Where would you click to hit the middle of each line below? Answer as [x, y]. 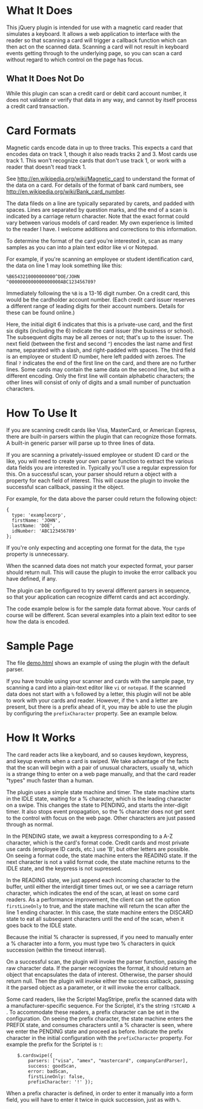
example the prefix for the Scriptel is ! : [55, 1044]
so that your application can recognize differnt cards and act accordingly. [98, 597]
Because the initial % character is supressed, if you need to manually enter [100, 937]
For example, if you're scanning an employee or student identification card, [100, 259]
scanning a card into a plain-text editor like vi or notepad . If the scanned [96, 687]
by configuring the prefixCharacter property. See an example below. [92, 713]
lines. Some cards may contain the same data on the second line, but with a [101, 369]
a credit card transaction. [38, 106]
